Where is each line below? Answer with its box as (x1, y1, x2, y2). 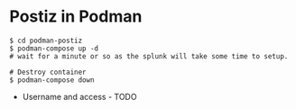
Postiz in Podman (9, 6, 143, 27)
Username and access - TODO (22, 91, 137, 102)
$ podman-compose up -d (9, 43, 99, 53)
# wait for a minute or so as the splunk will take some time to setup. (9, 51, 289, 60)
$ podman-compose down (9, 75, 95, 85)
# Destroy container (9, 68, 88, 77)
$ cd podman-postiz (9, 36, 83, 45)
